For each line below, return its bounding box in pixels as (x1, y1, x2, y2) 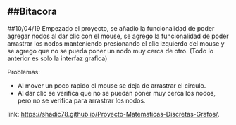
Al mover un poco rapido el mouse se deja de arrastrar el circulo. (17, 81, 206, 90)
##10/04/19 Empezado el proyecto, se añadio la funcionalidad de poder (7, 24, 215, 32)
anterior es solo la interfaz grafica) (7, 54, 108, 63)
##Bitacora (7, 6, 58, 18)
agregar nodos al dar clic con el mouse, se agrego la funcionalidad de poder (7, 32, 229, 40)
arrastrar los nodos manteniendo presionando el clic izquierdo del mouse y (7, 39, 225, 48)
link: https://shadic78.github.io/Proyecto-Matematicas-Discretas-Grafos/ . (7, 110, 220, 118)
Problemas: (7, 67, 41, 76)
